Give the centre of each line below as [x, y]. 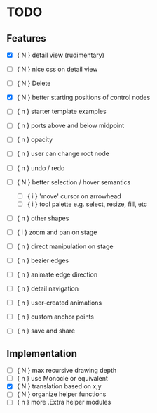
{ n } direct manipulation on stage [65, 246]
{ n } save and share [46, 331]
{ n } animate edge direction [57, 274]
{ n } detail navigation [48, 288]
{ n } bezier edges [43, 260]
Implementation [42, 354]
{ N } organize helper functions [61, 394]
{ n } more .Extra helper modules [64, 402]
